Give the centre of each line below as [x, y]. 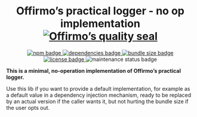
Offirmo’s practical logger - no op [100, 11]
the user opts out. [28, 107]
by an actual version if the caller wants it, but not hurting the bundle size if [97, 101]
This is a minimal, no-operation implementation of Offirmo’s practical [93, 70]
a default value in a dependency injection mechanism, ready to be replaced [99, 95]
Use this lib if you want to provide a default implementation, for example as [98, 88]
